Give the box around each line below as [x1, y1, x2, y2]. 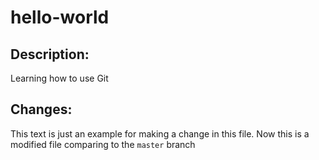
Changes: [10, 101, 73, 118]
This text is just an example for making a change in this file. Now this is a [10, 127, 310, 140]
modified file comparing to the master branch [10, 138, 196, 150]
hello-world [10, 6, 110, 29]
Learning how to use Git [10, 72, 109, 84]
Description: [10, 46, 90, 63]
